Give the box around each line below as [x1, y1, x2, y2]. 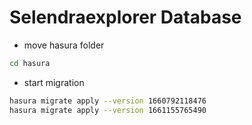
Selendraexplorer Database [9, 6, 242, 29]
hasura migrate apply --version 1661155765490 [9, 105, 207, 115]
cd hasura [9, 58, 51, 68]
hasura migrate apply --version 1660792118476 [9, 96, 207, 106]
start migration [23, 76, 85, 88]
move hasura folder [23, 39, 105, 51]
